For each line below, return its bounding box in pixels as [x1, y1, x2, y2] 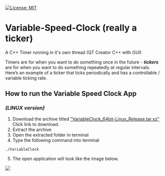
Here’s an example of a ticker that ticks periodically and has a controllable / [5, 69, 160, 75]
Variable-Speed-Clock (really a [5, 22, 137, 33]
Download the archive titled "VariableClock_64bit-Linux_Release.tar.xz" [12, 115, 160, 122]
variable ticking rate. [5, 75, 47, 81]
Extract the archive [12, 126, 51, 132]
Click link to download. [12, 121, 59, 127]
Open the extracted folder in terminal [12, 131, 89, 137]
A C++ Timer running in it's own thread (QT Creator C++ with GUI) [5, 49, 141, 55]
